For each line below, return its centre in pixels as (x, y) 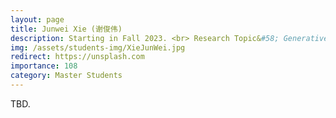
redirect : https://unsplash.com (77, 57)
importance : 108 (44, 66)
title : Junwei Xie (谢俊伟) (66, 29)
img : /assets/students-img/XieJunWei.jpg (98, 47)
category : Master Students (66, 76)
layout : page (37, 19)
